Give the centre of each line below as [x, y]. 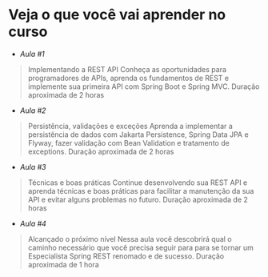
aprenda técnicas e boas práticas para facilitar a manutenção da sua [141, 191]
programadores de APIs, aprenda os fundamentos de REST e [128, 78]
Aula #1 [32, 54]
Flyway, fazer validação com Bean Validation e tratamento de [128, 143]
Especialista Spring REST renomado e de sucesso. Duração [126, 256]
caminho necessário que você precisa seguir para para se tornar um [141, 247]
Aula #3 [33, 167]
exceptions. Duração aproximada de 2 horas [101, 151]
